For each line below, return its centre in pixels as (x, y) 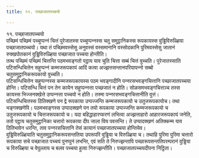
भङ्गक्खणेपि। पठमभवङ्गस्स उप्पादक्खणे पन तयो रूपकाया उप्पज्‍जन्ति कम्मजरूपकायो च (87, 107)
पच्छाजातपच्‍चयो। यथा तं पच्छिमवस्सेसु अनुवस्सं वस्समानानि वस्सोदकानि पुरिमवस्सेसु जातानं (91, 47)
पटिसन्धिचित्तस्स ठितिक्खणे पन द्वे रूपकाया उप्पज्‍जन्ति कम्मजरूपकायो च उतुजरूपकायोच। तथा (93, 101)
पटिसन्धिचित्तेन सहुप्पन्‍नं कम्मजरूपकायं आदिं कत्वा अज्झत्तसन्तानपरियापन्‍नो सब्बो (80, 67)
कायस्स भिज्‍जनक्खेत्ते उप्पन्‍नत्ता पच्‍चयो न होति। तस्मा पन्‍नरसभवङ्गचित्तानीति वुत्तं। (83, 94)
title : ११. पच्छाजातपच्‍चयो (33, 12)
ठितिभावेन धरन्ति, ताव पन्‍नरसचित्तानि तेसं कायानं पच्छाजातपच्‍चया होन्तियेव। (76, 128)
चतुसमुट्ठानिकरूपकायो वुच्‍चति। (35, 74)
